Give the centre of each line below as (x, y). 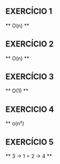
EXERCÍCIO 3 (30, 77)
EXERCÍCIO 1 (29, 11)
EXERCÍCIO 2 (30, 44)
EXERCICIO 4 (30, 109)
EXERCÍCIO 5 (29, 142)
